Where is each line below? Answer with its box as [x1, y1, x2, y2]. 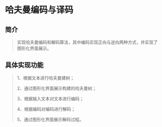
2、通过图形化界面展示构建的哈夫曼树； [17, 85, 97, 91]
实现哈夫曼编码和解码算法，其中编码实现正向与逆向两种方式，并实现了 [17, 40, 158, 45]
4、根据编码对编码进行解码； [17, 106, 75, 112]
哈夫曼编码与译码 [5, 4, 74, 16]
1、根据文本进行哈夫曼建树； [17, 75, 74, 81]
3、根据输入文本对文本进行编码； [17, 96, 84, 102]
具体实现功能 [5, 61, 44, 69]
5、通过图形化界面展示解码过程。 [17, 116, 84, 122]
